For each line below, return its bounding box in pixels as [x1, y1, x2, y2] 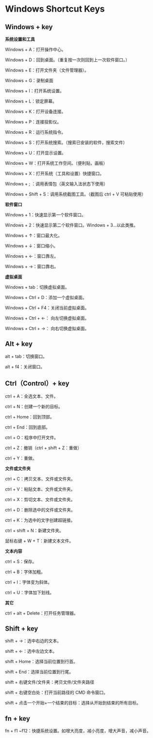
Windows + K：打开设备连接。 [5, 108, 66, 114]
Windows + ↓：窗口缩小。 [5, 243, 58, 248]
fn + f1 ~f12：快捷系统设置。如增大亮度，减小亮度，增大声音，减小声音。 [5, 728, 152, 734]
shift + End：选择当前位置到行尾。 [5, 669, 74, 675]
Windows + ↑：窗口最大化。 [5, 232, 62, 238]
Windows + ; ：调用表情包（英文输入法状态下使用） [5, 181, 108, 187]
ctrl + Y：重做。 [5, 455, 37, 461]
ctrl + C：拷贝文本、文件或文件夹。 [5, 475, 75, 482]
